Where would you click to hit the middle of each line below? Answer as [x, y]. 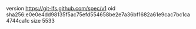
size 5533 [43, 21]
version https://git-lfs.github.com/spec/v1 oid [61, 8]
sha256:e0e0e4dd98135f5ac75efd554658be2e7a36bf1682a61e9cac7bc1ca [98, 14]
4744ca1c [18, 21]
